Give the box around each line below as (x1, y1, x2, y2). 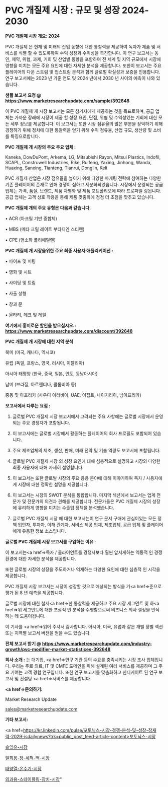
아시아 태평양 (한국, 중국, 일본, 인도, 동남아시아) (5, 371, 98, 377)
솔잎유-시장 (5, 744, 28, 750)
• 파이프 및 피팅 (5, 258, 36, 264)
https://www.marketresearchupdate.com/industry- (42, 640, 152, 647)
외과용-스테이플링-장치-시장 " (5, 776, 62, 782)
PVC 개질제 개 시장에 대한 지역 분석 (5, 338, 74, 344)
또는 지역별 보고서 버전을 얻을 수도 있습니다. (5, 630, 91, 636)
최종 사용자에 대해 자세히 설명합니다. (12, 464, 84, 470)
